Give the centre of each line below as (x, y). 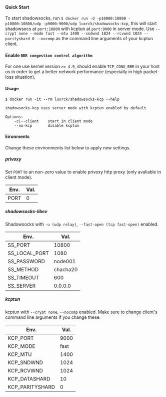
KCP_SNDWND (25, 362)
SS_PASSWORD (26, 261)
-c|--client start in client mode (53, 121)
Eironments (17, 137)
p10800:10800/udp (23, 24)
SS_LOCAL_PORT (28, 253)
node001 (65, 261)
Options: (14, 117)
